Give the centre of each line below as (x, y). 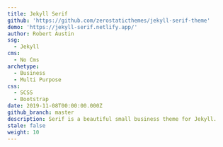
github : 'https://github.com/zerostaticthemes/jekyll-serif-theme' (109, 20)
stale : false (27, 125)
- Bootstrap (32, 100)
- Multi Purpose (38, 80)
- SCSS (23, 93)
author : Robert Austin (41, 34)
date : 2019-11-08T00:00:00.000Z (55, 106)
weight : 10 (23, 132)
